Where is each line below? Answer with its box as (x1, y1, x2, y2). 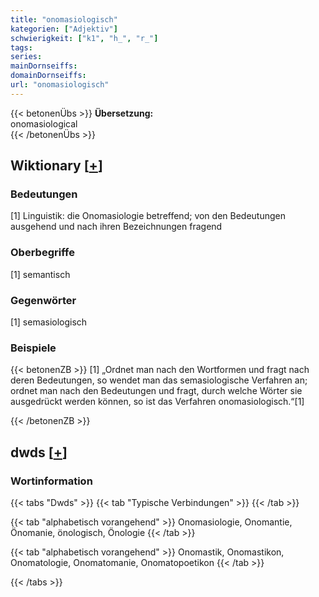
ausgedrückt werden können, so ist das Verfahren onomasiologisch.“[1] (10, 396, 305, 408)
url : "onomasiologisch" (10, 80, 110, 90)
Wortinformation (10, 474, 93, 488)
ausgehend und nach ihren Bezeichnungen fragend (10, 221, 223, 233)
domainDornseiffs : (10, 71, 87, 81)
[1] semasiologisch (10, 316, 88, 328)
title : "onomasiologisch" (10, 14, 118, 25)
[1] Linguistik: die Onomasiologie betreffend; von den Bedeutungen (10, 210, 287, 222)
